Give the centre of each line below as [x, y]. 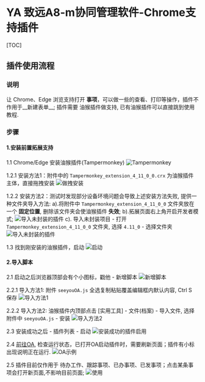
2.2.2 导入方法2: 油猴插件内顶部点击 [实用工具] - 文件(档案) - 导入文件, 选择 [101, 310]
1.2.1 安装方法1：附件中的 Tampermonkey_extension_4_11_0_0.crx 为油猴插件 [100, 175]
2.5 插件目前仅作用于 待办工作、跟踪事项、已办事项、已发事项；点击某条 [97, 365]
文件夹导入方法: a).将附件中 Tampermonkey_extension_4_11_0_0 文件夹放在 [103, 204]
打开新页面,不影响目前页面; [51, 372]
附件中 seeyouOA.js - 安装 [38, 318]
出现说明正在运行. [29, 351]
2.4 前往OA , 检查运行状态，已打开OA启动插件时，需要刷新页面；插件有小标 [101, 344]
